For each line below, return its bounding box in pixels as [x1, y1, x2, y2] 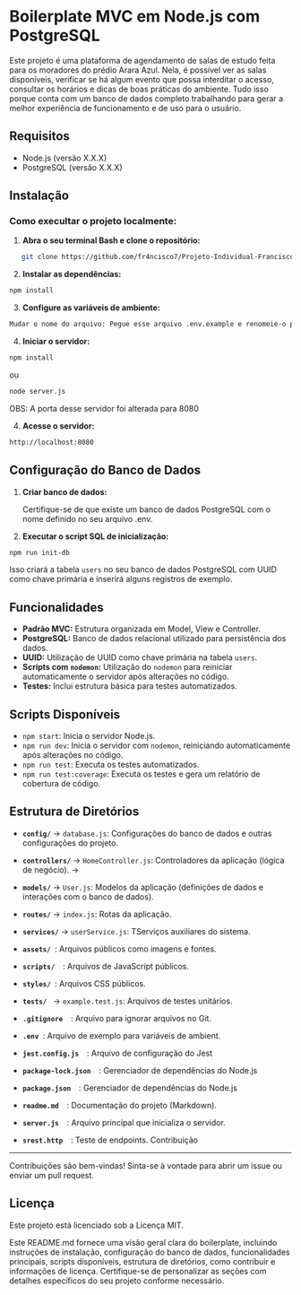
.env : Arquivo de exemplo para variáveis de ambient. [21, 1030, 221, 1041]
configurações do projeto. [21, 837, 119, 848]
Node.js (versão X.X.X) [21, 152, 107, 163]
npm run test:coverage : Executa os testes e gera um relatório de [21, 769, 261, 779]
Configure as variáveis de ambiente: [21, 302, 161, 313]
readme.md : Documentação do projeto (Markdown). [21, 1099, 218, 1110]
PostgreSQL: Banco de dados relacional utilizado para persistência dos [21, 633, 287, 644]
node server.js [9, 387, 66, 395]
